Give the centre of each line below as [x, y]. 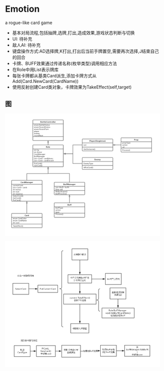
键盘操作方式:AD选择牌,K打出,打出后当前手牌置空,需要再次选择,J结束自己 [86, 51]
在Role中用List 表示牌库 [35, 69]
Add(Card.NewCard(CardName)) [45, 81]
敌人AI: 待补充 [26, 45]
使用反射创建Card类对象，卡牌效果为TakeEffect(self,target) [72, 87]
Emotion [23, 9]
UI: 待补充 [22, 39]
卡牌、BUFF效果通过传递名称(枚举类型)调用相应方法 [65, 63]
